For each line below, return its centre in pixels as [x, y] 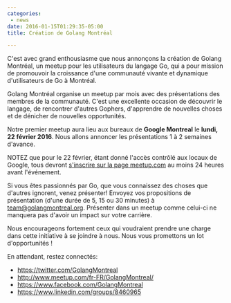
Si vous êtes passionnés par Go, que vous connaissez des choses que [108, 186]
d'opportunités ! [30, 244]
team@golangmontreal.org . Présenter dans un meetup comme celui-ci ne [112, 208]
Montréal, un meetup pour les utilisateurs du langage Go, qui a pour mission [115, 66]
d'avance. [21, 144]
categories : [24, 13]
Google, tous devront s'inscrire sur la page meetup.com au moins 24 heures [116, 165]
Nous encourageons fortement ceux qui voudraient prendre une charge [109, 228]
